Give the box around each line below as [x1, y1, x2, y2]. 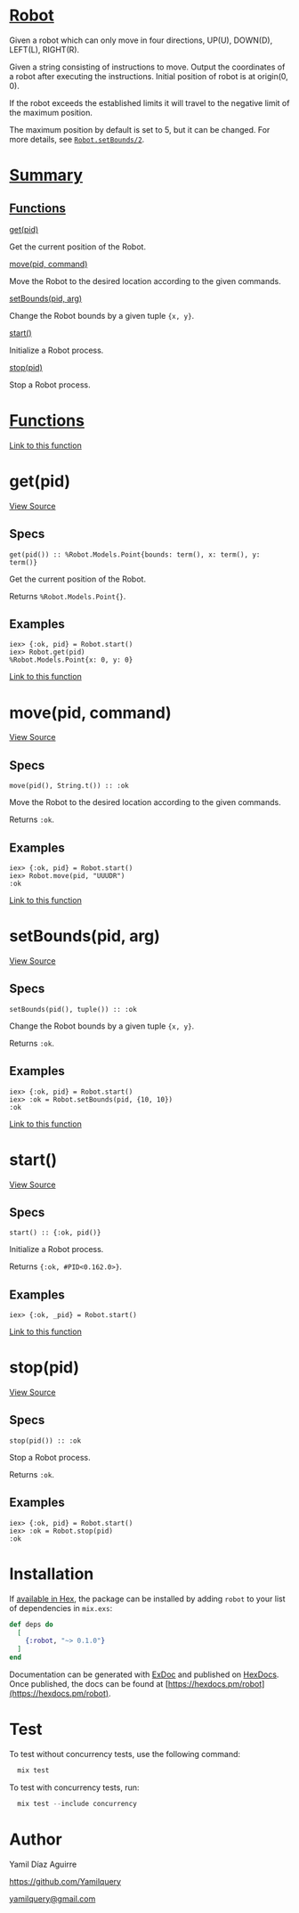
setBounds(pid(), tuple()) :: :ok [9, 1005, 138, 1013]
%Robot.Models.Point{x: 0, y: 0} [9, 655, 133, 664]
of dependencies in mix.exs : [9, 1602, 113, 1613]
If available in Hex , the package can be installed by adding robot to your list [9, 1593, 287, 1604]
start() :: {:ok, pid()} [9, 1228, 101, 1238]
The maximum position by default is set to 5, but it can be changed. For [9, 124, 271, 134]
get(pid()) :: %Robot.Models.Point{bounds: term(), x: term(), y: [9, 549, 261, 559]
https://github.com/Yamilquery [9, 1876, 122, 1886]
